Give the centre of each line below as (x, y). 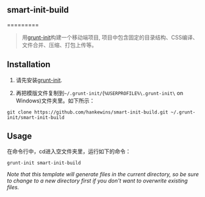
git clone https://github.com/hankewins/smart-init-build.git (88, 112)
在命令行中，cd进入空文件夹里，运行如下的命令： (69, 151)
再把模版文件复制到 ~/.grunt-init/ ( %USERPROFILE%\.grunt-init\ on (99, 93)
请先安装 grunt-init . (39, 80)
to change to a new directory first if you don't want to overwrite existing (97, 181)
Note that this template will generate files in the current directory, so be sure (103, 174)
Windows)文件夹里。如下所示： (55, 101)
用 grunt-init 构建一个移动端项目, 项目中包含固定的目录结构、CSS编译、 (110, 37)
